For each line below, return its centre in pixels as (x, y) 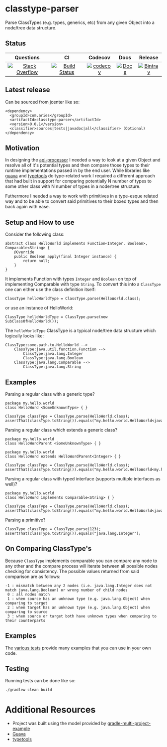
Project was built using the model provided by (59, 724)
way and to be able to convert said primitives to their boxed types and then (82, 201)
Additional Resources (50, 709)
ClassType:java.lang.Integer (53, 354)
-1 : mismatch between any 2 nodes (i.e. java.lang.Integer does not (79, 586)
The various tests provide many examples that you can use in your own (78, 648)
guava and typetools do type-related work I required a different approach (80, 176)
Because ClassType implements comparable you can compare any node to (81, 561)
